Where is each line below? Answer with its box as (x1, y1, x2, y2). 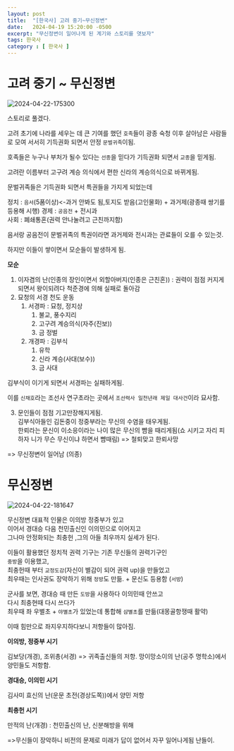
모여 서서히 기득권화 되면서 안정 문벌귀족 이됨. (14, 138, 136, 146)
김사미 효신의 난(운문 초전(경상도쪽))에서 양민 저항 (7, 690, 144, 699)
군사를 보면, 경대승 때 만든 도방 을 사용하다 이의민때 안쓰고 (7, 590, 164, 598)
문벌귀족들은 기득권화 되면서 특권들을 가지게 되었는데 (7, 183, 153, 191)
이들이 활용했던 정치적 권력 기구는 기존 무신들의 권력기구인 (7, 548, 168, 556)
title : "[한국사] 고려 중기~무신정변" (7, 17, 108, 24)
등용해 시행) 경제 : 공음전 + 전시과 (7, 206, 97, 215)
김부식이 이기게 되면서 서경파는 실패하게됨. (7, 378, 125, 386)
